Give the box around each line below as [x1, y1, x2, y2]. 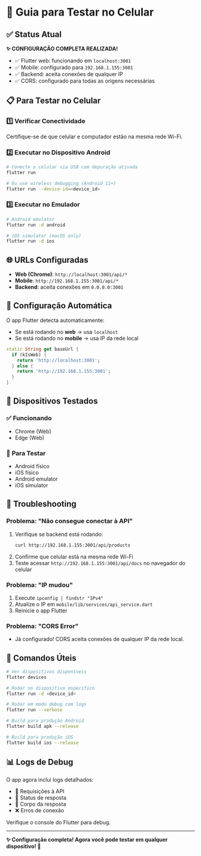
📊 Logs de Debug [6, 757, 74, 767]
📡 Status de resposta [14, 794, 67, 801]
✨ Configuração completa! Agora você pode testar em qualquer [6, 836, 168, 843]
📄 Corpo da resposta [14, 800, 66, 808]
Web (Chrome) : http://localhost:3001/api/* [14, 271, 128, 278]
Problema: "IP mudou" [6, 581, 73, 589]
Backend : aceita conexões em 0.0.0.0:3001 [14, 284, 124, 291]
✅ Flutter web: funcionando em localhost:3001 [14, 57, 132, 64]
